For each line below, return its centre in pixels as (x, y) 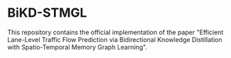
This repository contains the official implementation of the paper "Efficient (115, 32)
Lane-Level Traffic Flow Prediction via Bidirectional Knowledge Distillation (115, 39)
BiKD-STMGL (47, 13)
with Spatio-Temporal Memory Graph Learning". (77, 47)
